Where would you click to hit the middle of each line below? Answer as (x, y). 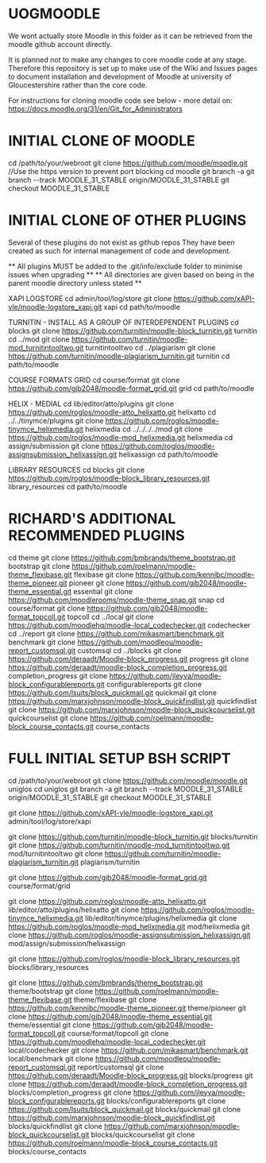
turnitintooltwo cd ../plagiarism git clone (150, 347)
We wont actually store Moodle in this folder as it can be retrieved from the (130, 36)
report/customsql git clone (121, 1067)
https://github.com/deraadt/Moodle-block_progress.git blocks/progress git (131, 1075)
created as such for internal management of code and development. (120, 250)
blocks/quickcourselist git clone (143, 1134)
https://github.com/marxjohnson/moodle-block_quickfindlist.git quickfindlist (133, 701)
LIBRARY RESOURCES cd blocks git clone (77, 469)
